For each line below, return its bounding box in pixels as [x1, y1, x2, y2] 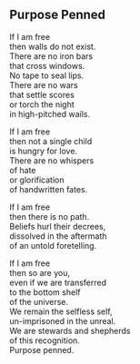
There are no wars [9, 79, 79, 90]
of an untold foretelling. [9, 240, 97, 251]
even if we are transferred [9, 277, 107, 288]
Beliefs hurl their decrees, [9, 221, 106, 231]
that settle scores [9, 89, 75, 100]
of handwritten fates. [9, 183, 88, 194]
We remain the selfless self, [9, 306, 113, 317]
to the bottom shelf [9, 286, 81, 298]
